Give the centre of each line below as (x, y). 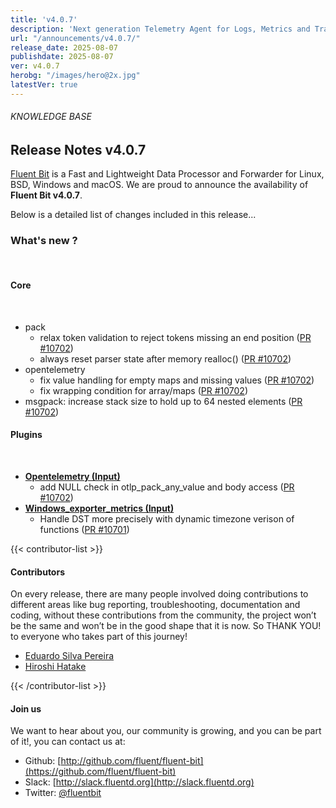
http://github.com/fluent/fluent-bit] (132, 761)
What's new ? (44, 241)
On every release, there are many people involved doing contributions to (159, 594)
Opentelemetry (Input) (72, 477)
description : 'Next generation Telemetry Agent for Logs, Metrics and (160, 29)
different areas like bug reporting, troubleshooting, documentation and (155, 605)
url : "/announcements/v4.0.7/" (75, 38)
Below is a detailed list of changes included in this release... (133, 215)
